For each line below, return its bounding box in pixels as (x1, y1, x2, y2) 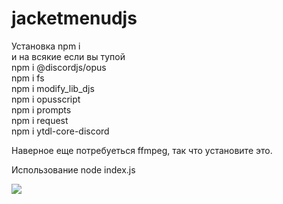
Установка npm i (11, 40, 81, 52)
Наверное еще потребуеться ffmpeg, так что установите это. (11, 144, 273, 156)
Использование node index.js (11, 163, 136, 176)
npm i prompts (11, 103, 72, 116)
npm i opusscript (11, 93, 81, 105)
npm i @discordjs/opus (11, 61, 107, 73)
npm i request (11, 114, 69, 126)
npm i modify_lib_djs (11, 82, 95, 94)
